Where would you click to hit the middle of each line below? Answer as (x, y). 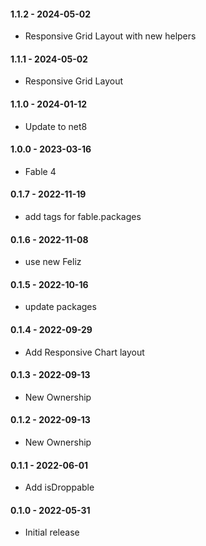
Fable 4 (40, 171)
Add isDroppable (59, 487)
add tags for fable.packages (83, 217)
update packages (60, 307)
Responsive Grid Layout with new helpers (110, 36)
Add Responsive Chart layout (84, 352)
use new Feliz (53, 262)
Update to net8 (56, 126)
